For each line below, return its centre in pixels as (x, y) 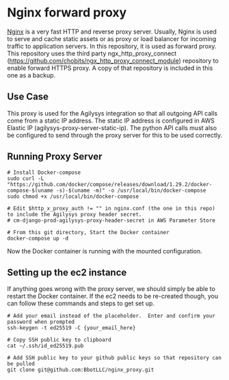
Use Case (28, 97)
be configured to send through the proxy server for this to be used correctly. (115, 135)
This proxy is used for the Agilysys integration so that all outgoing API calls (112, 113)
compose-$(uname (30, 190)
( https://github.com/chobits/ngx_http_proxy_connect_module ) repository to (113, 60)
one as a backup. (31, 75)
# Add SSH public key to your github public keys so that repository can (114, 358)
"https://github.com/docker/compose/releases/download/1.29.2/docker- (110, 184)
